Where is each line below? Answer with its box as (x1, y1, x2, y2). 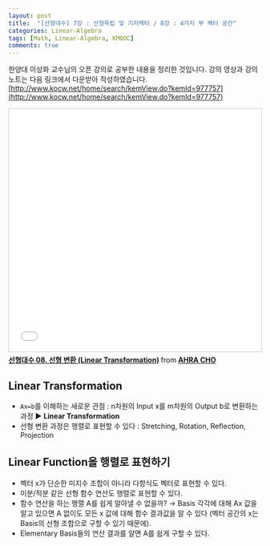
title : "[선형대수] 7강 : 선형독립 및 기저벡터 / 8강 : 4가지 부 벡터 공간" (8, 19, 237, 27)
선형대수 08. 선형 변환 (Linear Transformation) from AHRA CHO (8, 355, 216, 365)
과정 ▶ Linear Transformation (19, 411, 120, 421)
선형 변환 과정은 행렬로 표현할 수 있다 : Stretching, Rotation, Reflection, (19, 421, 246, 431)
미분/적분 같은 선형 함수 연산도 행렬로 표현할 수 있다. (19, 488, 183, 498)
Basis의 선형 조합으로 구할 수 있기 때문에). (19, 518, 151, 528)
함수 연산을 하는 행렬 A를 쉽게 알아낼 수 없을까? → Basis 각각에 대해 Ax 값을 (19, 498, 258, 508)
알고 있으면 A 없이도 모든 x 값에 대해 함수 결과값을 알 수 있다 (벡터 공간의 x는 (19, 508, 259, 518)
